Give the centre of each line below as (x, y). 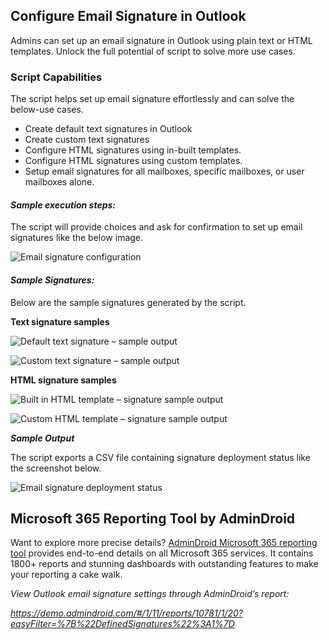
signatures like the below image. (77, 238)
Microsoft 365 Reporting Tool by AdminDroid (153, 518)
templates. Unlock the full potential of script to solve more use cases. (153, 51)
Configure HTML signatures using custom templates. (133, 161)
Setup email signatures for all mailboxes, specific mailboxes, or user (164, 171)
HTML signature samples (63, 380)
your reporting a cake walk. (66, 575)
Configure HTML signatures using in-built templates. (133, 150)
